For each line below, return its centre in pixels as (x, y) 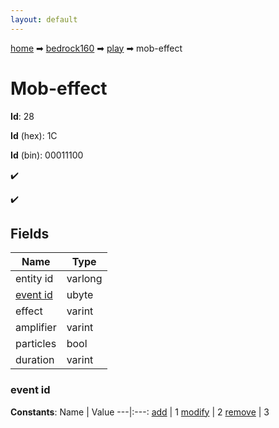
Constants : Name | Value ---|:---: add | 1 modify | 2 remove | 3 (140, 412)
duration (35, 360)
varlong (84, 279)
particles (36, 344)
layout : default (44, 19)
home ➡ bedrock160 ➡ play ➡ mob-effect (96, 48)
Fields (30, 233)
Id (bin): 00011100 (47, 155)
